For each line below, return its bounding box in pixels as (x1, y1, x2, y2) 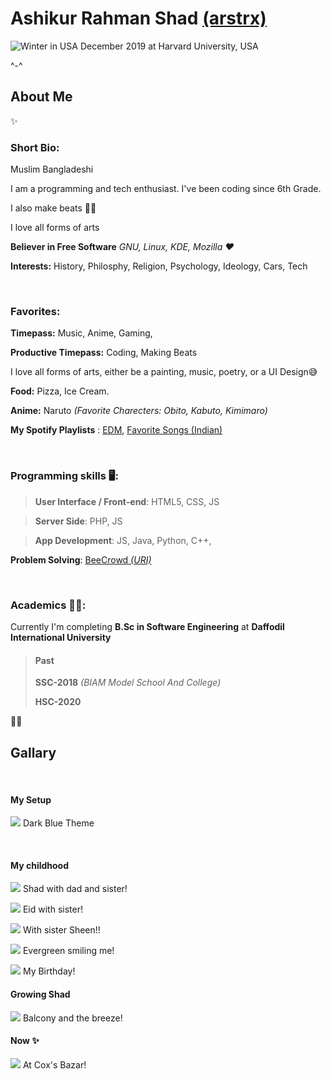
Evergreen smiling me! (22, 945, 115, 957)
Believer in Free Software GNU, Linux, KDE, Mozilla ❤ (10, 241, 235, 253)
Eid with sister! (22, 903, 83, 916)
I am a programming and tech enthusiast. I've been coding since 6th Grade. (10, 183, 322, 195)
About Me (10, 88, 73, 106)
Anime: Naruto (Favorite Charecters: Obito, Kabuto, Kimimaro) (10, 405, 268, 417)
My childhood (10, 859, 70, 871)
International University (10, 631, 112, 643)
